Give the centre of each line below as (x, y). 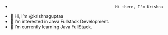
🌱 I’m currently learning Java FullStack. (51, 27)
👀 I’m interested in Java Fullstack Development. (60, 22)
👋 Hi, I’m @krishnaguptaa (37, 16)
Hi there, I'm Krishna (139, 7)
